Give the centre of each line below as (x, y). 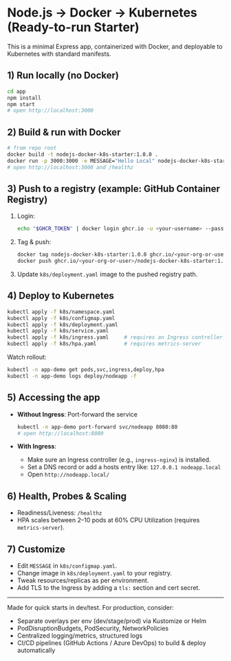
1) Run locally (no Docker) (63, 76)
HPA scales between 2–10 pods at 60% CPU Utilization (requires (108, 520)
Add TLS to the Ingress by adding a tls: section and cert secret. (109, 588)
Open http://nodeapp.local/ (68, 475)
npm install (24, 98)
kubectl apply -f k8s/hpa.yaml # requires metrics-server (104, 344)
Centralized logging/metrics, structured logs (80, 635)
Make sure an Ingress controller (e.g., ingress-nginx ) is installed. (119, 460)
